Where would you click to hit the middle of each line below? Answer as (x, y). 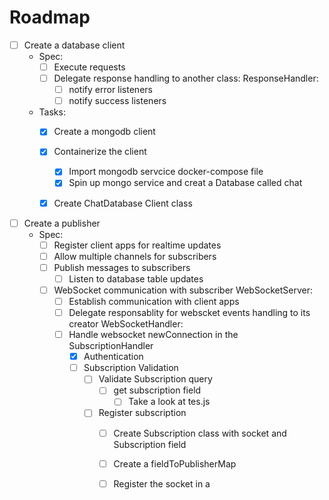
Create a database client (74, 45)
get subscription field (157, 390)
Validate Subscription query (155, 379)
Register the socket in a (162, 483)
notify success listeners (117, 101)
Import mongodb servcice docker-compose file (166, 172)
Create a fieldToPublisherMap (175, 463)
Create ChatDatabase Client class (123, 203)
